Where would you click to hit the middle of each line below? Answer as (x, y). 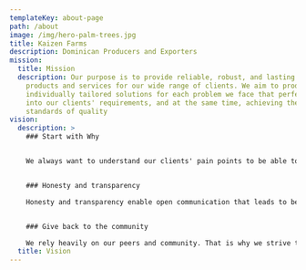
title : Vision (44, 252)
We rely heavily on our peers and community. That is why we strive (158, 243)
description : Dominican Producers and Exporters (103, 52)
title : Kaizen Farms (49, 43)
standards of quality (66, 111)
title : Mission (46, 69)
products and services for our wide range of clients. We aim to (153, 86)
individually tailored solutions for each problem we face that (150, 94)
